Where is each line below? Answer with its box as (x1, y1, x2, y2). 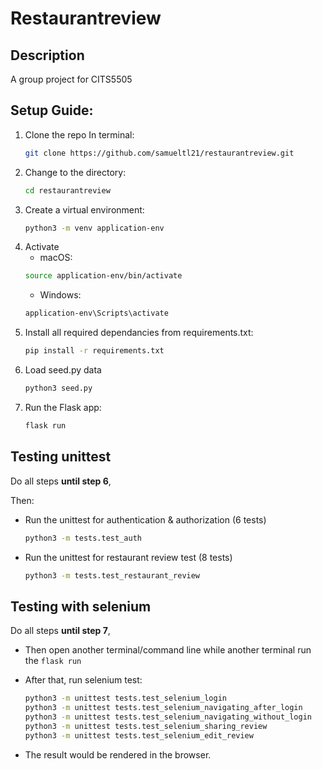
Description (10, 47, 85, 64)
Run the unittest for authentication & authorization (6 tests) (24, 513, 267, 526)
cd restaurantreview (24, 185, 111, 196)
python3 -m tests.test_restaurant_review (24, 570, 201, 581)
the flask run (24, 655, 82, 667)
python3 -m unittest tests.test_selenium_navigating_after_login (24, 703, 303, 713)
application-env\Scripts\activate (24, 308, 169, 319)
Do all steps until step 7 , (10, 625, 111, 637)
